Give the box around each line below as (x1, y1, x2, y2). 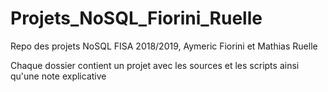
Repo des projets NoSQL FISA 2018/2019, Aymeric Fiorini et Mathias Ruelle (10, 40, 318, 52)
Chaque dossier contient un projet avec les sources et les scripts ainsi (10, 59, 300, 71)
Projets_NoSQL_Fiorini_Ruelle (10, 7, 263, 30)
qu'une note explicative (10, 70, 107, 82)
